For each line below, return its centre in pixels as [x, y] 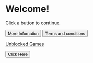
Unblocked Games [25, 44]
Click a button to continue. [33, 23]
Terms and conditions [65, 33]
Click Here [18, 54]
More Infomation [24, 33]
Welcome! [27, 9]
